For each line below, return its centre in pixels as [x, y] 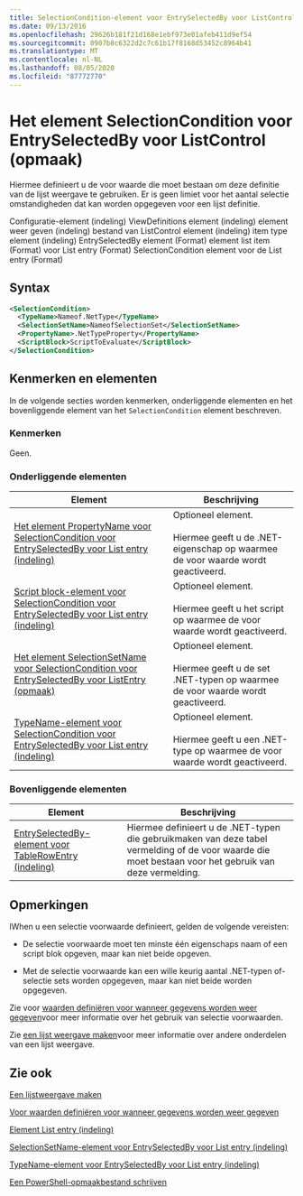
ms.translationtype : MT [54, 51]
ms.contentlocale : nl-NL [56, 60]
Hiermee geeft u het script [228, 608]
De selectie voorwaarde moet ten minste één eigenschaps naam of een [155, 944]
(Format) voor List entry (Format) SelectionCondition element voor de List [146, 250]
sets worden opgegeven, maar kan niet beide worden [153, 981]
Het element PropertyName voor [83, 526]
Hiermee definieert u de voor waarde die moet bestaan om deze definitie [144, 184]
